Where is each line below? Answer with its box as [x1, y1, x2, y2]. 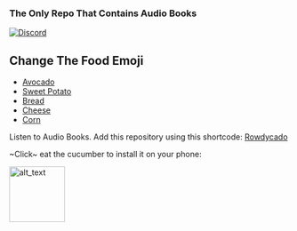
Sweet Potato [21, 86, 72, 97]
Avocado [21, 76, 55, 87]
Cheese [21, 105, 52, 115]
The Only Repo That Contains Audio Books [9, 7, 197, 20]
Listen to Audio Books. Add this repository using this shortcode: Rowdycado [9, 131, 288, 142]
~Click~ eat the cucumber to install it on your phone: [9, 149, 202, 160]
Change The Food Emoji [9, 52, 144, 68]
